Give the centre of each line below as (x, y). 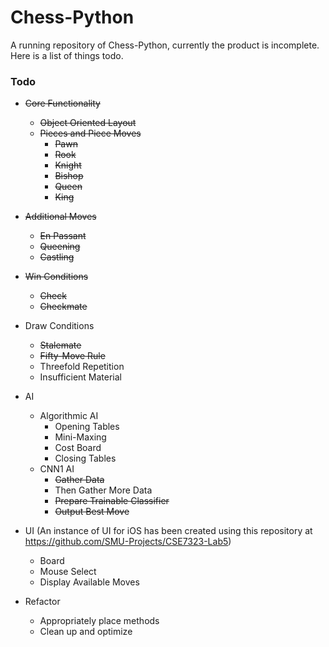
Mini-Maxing (80, 437)
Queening (60, 247)
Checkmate (63, 307)
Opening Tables (87, 427)
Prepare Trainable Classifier (112, 501)
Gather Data (79, 480)
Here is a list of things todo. (67, 55)
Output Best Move (92, 512)
